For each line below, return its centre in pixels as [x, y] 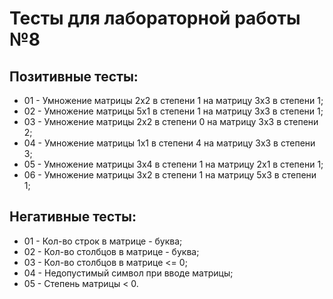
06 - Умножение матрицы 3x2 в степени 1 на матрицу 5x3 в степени [170, 175]
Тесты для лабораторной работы [155, 18]
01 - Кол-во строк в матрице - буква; [103, 241]
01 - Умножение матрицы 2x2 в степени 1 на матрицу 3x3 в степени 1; [173, 100]
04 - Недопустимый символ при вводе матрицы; [128, 273]
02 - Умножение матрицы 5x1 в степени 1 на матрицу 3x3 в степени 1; [173, 111]
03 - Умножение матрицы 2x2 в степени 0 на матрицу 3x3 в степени [171, 121]
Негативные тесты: [73, 217]
